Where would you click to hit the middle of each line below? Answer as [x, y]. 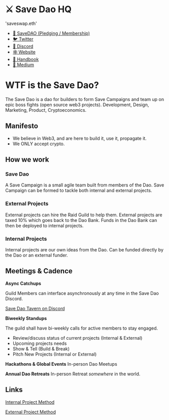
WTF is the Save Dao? [52, 85]
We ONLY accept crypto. [39, 144]
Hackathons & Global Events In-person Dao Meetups [61, 364]
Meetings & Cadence [39, 271]
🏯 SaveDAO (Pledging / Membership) [51, 33]
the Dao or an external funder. [37, 255]
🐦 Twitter [23, 39]
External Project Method [30, 412]
